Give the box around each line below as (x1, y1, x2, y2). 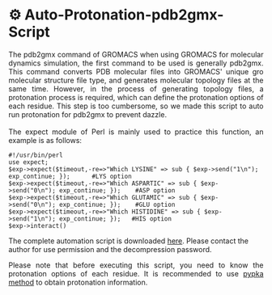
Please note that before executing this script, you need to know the (8, 260, 264, 270)
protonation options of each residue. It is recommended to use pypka (8, 268, 264, 278)
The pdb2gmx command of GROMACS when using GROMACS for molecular (8, 49, 264, 59)
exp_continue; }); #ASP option (59, 186, 176, 195)
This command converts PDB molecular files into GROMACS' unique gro (8, 66, 264, 76)
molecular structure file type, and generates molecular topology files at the (8, 75, 264, 85)
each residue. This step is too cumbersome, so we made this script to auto (8, 101, 264, 111)
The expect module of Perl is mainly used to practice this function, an (8, 127, 264, 137)
